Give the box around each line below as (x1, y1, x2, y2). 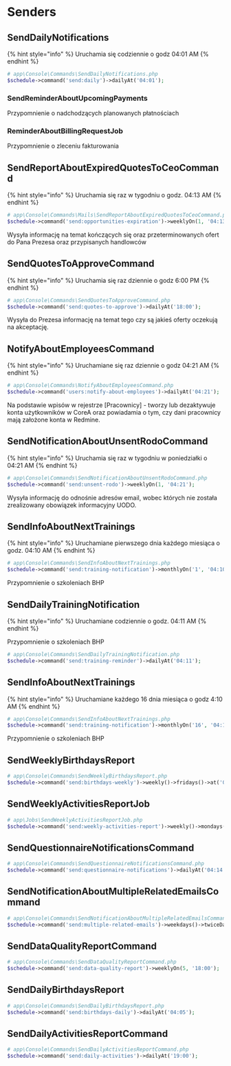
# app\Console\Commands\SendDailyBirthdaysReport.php (7, 1002, 165, 1009)
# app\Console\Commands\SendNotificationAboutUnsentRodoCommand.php (7, 474, 208, 482)
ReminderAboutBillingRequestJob (7, 126, 124, 135)
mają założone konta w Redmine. (7, 415, 101, 424)
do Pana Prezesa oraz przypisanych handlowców (7, 237, 146, 246)
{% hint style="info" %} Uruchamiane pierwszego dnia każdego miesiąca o (7, 539, 220, 547)
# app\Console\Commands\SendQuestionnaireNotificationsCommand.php (7, 860, 205, 867)
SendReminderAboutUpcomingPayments (7, 93, 148, 103)
